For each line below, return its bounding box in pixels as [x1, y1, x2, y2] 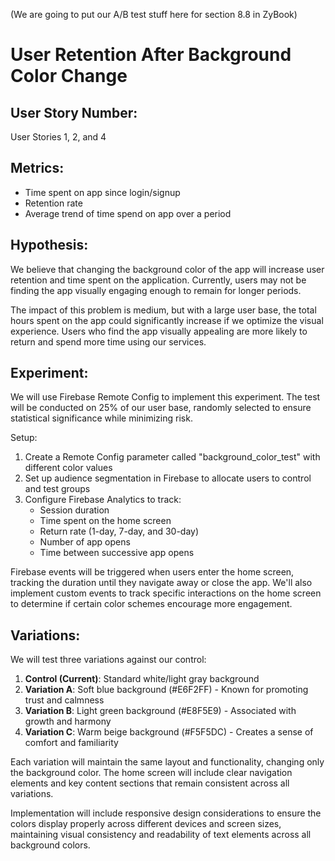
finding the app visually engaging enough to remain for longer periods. [10, 284, 302, 296]
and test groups [24, 483, 91, 495]
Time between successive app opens [39, 547, 195, 559]
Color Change [10, 65, 128, 88]
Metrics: [10, 160, 65, 177]
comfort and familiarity [24, 737, 119, 749]
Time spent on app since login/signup [24, 186, 181, 198]
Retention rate [24, 197, 83, 209]
